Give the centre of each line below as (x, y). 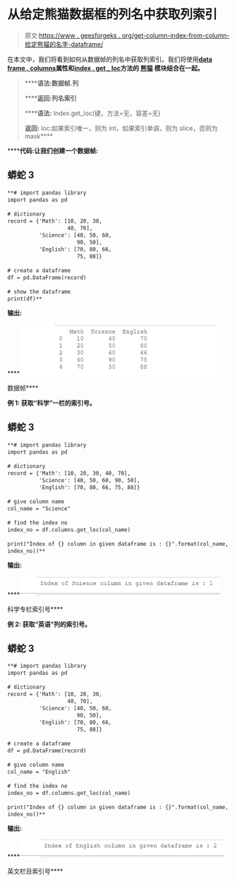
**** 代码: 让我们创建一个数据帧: (53, 151)
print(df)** (25, 299)
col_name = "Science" (39, 508)
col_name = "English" (39, 772)
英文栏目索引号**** (35, 871)
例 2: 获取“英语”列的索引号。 (49, 624)
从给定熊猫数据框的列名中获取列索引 (113, 14)
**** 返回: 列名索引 (50, 98)
